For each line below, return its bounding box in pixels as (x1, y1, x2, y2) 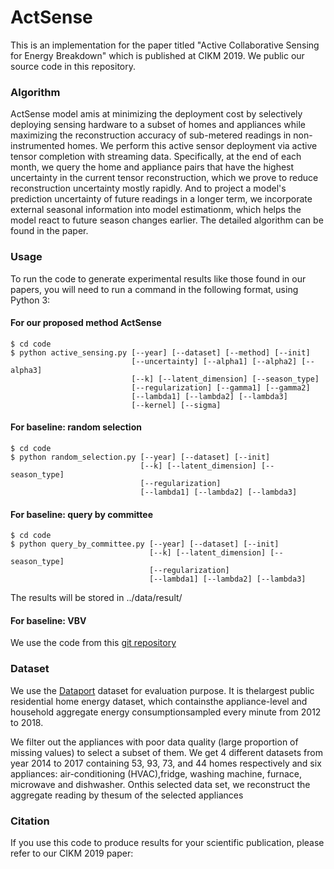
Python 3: (10, 294, 51, 306)
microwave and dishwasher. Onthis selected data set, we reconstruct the (10, 778, 311, 790)
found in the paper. (10, 225, 89, 237)
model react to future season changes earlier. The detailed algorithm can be (10, 214, 324, 226)
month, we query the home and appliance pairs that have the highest (10, 161, 295, 173)
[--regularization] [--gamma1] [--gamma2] (131, 382, 311, 393)
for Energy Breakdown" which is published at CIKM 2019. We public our (10, 49, 305, 61)
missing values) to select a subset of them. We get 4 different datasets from (10, 746, 323, 758)
